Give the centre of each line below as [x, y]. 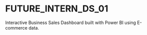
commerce [16, 27]
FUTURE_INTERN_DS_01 [57, 9]
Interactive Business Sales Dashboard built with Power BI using [71, 22]
